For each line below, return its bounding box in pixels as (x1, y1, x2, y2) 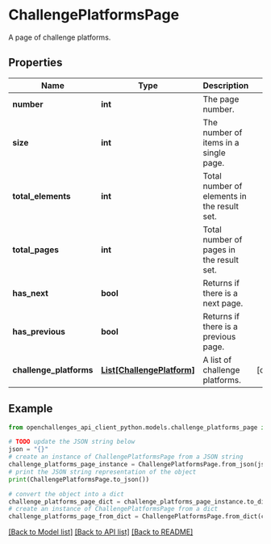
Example (8, 402, 53, 415)
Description (202, 79, 249, 91)
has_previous (12, 326, 66, 337)
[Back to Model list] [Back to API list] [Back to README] (8, 527, 194, 537)
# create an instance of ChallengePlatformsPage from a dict (8, 505, 219, 513)
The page (202, 93, 240, 104)
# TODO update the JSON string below (8, 438, 135, 446)
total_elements (12, 190, 71, 201)
